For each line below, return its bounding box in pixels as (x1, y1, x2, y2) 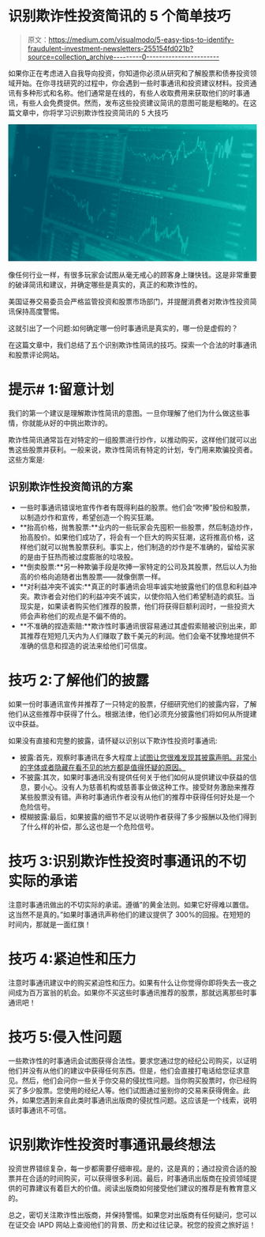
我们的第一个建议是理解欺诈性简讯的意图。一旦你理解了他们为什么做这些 (8, 409, 243, 418)
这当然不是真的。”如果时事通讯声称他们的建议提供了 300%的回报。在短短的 (8, 910, 251, 919)
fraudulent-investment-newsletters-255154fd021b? (27, 43, 194, 53)
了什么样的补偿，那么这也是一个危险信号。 (19, 821, 159, 831)
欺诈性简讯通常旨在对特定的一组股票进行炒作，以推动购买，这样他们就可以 (8, 436, 250, 445)
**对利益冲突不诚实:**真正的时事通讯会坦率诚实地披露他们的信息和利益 (19, 582, 250, 591)
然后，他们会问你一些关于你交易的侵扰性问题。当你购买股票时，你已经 (21, 1076, 250, 1085)
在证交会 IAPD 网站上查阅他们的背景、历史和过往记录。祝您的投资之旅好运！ (8, 1220, 256, 1229)
